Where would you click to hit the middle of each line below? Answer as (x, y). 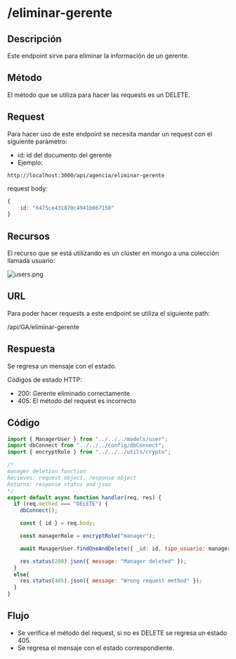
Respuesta (31, 349)
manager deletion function (47, 471)
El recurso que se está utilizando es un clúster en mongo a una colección (113, 253)
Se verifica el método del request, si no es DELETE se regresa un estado (122, 633)
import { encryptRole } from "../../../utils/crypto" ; (89, 452)
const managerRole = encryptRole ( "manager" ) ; (88, 536)
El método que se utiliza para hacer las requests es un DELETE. (99, 95)
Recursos (29, 236)
